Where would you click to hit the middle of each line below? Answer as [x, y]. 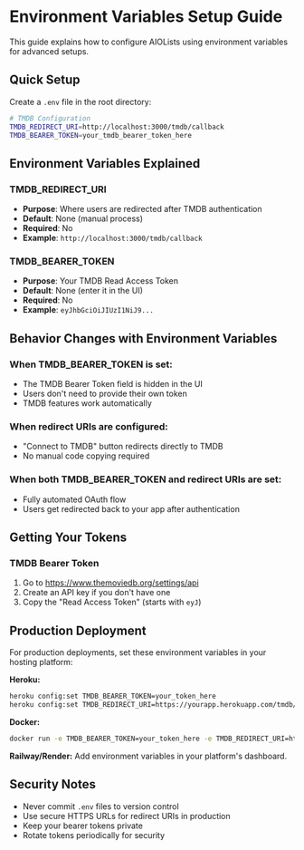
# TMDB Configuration [50, 118]
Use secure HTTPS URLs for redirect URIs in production [126, 816]
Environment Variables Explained [105, 164]
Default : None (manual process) [82, 218]
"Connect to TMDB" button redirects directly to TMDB [123, 447]
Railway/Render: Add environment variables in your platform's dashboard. [148, 756]
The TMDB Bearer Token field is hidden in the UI [113, 384]
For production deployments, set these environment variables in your [138, 652]
